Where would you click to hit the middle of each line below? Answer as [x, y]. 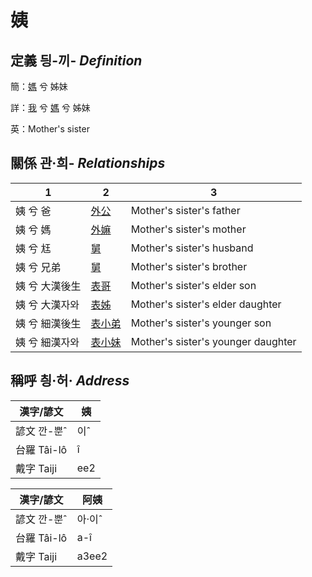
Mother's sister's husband [192, 248]
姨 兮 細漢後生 [48, 323]
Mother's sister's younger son [201, 323]
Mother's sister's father [185, 210]
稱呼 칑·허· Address [70, 381]
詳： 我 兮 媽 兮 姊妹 [50, 107]
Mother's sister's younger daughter [213, 341]
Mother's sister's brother [189, 266]
